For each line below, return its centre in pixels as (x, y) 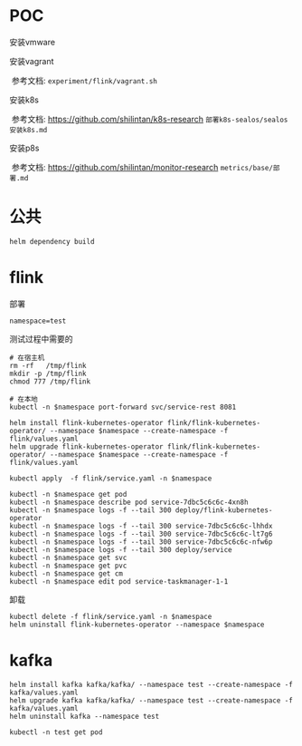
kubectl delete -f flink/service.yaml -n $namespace (111, 616)
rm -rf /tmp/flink (48, 365)
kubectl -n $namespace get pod (68, 494)
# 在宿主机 (27, 358)
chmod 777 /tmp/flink (50, 382)
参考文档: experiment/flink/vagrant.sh (85, 80)
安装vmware (33, 42)
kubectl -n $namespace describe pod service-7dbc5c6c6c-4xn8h (129, 502)
